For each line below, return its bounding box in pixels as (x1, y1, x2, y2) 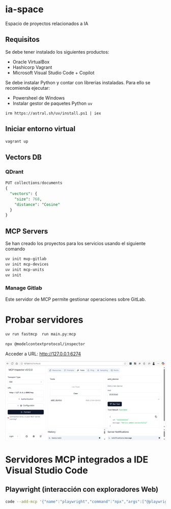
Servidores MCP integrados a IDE (5, 454, 149, 466)
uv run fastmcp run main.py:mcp (5, 331, 76, 336)
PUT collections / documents (5, 180, 63, 186)
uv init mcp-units (5, 267, 44, 272)
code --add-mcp (5, 499, 38, 504)
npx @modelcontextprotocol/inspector (5, 341, 85, 347)
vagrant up (5, 139, 28, 144)
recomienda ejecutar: (5, 85, 50, 91)
